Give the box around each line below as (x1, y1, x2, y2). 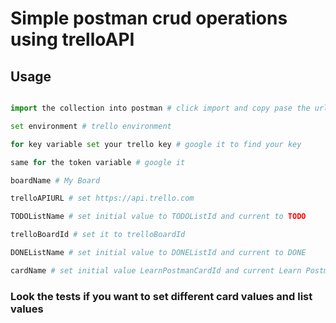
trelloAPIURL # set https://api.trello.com (10, 193, 195, 204)
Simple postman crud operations (10, 7, 288, 30)
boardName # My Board (10, 175, 101, 186)
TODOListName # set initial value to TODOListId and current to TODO (10, 212, 307, 222)
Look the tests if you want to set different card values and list (10, 289, 313, 303)
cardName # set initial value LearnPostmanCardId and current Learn (10, 265, 302, 276)
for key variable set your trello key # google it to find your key (10, 139, 302, 149)
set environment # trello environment (10, 121, 172, 131)
